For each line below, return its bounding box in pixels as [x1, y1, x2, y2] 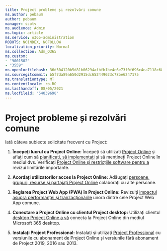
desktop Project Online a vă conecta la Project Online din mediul [12, 215, 144, 221]
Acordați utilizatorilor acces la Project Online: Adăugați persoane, [12, 174, 150, 180]
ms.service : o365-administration [5, 35, 75, 40]
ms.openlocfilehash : [5, 68, 48, 73]
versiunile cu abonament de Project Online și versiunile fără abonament [12, 235, 159, 241]
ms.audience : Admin [5, 26, 46, 31]
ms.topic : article [5, 30, 43, 35]
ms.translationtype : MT [5, 77, 55, 82]
